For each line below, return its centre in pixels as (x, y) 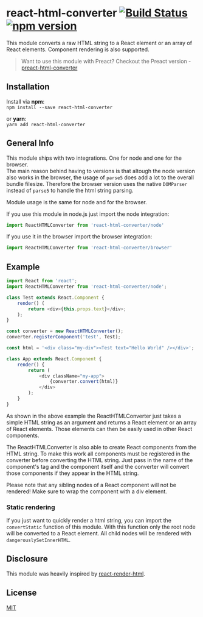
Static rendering (31, 507)
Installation (28, 87)
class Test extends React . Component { (55, 298)
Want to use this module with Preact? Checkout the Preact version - (106, 61)
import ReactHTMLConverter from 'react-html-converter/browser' (89, 248)
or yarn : (16, 118)
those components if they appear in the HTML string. (73, 473)
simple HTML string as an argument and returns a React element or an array (101, 422)
